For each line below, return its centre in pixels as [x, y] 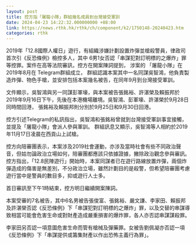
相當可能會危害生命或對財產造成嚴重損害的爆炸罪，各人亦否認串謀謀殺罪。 [100, 215]
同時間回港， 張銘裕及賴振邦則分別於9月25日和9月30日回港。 [80, 107]
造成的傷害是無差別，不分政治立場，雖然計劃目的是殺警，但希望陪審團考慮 [100, 169]
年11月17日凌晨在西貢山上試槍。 [44, 134]
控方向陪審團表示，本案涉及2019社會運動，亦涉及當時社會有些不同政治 [91, 146]
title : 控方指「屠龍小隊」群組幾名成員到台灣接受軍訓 [63, 17]
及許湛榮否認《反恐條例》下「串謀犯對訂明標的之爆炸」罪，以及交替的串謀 [95, 208]
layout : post [22, 11]
